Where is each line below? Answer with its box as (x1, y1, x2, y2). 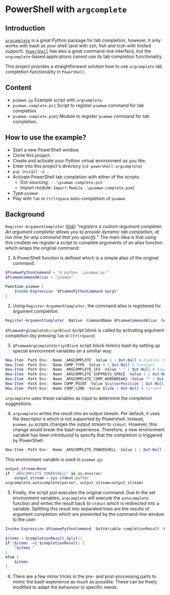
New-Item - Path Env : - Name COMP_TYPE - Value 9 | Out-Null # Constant (5, 362, 155, 367)
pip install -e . (12, 169, 50, 174)
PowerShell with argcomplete (5, 4, 127, 15)
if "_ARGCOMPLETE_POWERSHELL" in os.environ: (5, 471, 103, 476)
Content (5, 83, 32, 92)
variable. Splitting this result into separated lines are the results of (12, 506, 150, 512)
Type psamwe (12, 190, 38, 196)
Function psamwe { (5, 284, 44, 289)
